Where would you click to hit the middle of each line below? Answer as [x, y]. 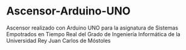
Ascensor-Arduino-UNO [68, 11]
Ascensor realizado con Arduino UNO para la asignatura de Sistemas [92, 28]
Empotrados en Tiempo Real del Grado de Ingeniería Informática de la [93, 34]
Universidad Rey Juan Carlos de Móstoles [58, 40]
